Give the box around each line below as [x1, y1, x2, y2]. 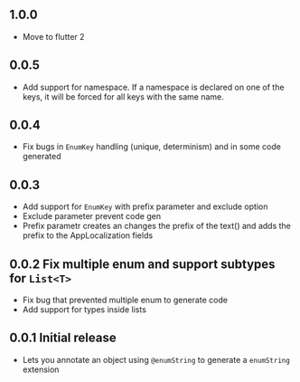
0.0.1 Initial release [9, 330, 117, 346]
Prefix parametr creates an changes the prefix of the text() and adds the [22, 221, 291, 232]
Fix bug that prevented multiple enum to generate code [22, 294, 229, 306]
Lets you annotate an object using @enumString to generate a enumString [22, 354, 291, 365]
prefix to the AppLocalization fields [22, 230, 154, 241]
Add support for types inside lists [22, 304, 147, 315]
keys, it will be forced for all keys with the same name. [22, 91, 224, 102]
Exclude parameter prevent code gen [22, 211, 161, 222]
